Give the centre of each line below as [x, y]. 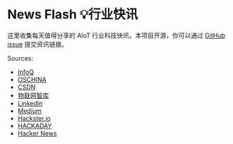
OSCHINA [32, 79]
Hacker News [37, 133]
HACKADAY [35, 126]
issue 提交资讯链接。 [38, 44]
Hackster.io [34, 118]
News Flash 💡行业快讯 [73, 14]
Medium [30, 111]
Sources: [20, 58]
